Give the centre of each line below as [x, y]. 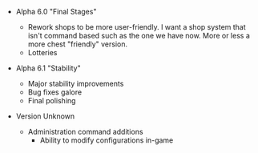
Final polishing [52, 101]
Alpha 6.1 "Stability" [48, 68]
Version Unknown [45, 116]
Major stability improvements [76, 84]
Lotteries [42, 52]
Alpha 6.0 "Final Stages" [56, 12]
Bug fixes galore [55, 92]
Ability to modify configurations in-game [107, 140]
